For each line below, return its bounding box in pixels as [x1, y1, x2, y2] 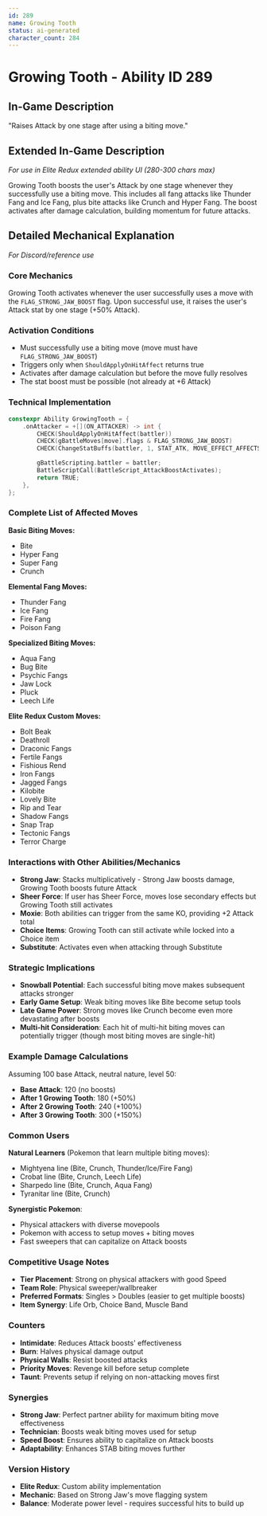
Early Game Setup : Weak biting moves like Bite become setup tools [19, 997, 242, 1007]
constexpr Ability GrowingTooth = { [8, 415, 130, 423]
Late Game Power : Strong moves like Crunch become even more [19, 1005, 233, 1016]
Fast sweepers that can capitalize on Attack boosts [19, 1236, 188, 1246]
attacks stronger [19, 989, 74, 998]
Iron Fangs [19, 769, 56, 778]
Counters [8, 1320, 45, 1331]
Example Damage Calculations [8, 1051, 129, 1062]
